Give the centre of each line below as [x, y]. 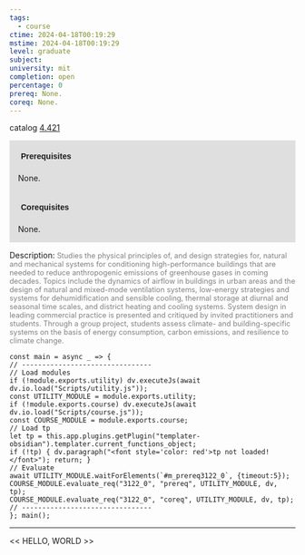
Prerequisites [46, 156]
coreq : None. [34, 102]
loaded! [256, 453]
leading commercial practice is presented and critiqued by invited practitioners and [151, 315]
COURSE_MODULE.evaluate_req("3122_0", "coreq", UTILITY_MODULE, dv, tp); [152, 500]
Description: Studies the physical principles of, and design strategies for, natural [148, 256]
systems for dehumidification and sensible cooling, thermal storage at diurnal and [149, 299]
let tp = [26, 436]
